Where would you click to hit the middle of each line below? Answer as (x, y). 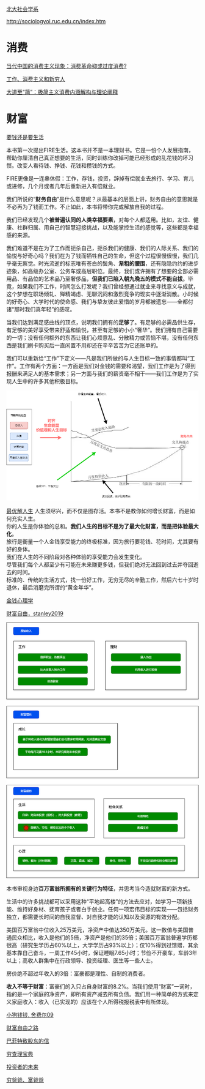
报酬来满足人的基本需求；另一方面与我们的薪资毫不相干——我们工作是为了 (100, 373)
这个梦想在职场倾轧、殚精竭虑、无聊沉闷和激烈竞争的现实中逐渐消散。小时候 (103, 294)
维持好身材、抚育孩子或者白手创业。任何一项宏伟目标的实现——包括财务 (108, 909)
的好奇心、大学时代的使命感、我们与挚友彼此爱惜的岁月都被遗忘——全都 (97, 301)
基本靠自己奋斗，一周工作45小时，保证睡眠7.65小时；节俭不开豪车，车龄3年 (102, 953)
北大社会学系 (22, 9)
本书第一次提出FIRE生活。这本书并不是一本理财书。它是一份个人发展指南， (100, 150)
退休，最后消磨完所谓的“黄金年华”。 (52, 587)
